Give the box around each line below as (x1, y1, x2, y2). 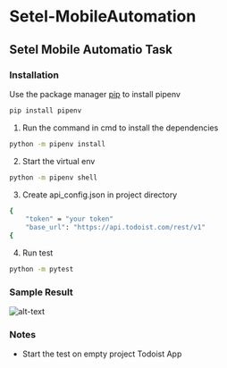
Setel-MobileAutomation (9, 6, 197, 27)
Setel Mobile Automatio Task (9, 42, 172, 57)
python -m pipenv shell (9, 172, 98, 182)
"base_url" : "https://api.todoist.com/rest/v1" (25, 223, 206, 232)
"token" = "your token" (25, 214, 114, 224)
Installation (9, 69, 60, 81)
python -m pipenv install (9, 139, 105, 148)
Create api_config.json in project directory (21, 189, 178, 200)
